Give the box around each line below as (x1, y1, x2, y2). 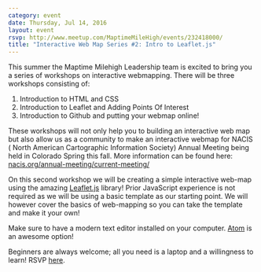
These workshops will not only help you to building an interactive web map (8, 127, 250, 136)
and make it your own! (8, 208, 80, 218)
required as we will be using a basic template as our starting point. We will (8, 192, 248, 201)
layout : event (8, 26, 55, 34)
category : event (8, 11, 61, 20)
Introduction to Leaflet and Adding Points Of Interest (19, 103, 189, 112)
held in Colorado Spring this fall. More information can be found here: (8, 151, 233, 161)
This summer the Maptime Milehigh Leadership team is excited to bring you (8, 62, 253, 72)
